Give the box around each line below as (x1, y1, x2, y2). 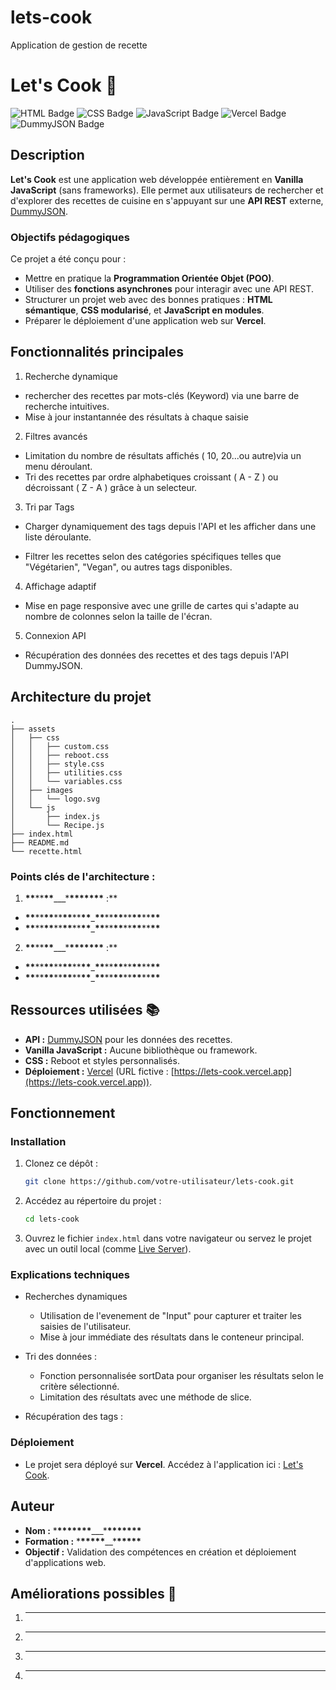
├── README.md (10, 837, 70, 848)
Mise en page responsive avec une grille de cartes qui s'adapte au (24, 599, 299, 611)
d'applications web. (24, 1556, 107, 1568)
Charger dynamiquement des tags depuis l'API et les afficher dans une (24, 520, 317, 532)
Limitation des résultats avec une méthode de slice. (39, 1391, 252, 1403)
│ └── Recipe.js (10, 820, 105, 830)
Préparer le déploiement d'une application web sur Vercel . (24, 314, 267, 326)
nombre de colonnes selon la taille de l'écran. (24, 610, 213, 622)
